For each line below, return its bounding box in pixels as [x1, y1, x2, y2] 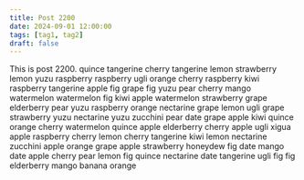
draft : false [9, 38, 59, 48]
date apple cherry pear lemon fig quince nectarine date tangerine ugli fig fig [9, 151, 296, 162]
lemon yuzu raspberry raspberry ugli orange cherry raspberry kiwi [9, 74, 260, 85]
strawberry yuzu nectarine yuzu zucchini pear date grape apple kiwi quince [9, 112, 294, 123]
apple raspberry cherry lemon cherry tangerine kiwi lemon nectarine [9, 131, 267, 142]
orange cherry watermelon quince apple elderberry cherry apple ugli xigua [9, 122, 292, 133]
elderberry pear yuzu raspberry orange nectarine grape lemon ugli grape [9, 102, 285, 114]
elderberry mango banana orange [9, 160, 137, 171]
